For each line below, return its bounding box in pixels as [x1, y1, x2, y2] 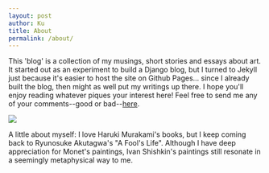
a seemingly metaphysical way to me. [8, 155, 133, 165]
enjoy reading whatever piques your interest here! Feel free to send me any [8, 90, 258, 101]
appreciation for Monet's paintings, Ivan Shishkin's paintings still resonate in [8, 146, 262, 157]
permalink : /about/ [8, 34, 74, 43]
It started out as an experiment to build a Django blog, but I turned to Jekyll [8, 65, 258, 75]
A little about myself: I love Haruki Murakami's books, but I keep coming [8, 130, 246, 139]
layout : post [8, 11, 52, 20]
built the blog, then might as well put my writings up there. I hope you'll [8, 82, 244, 92]
